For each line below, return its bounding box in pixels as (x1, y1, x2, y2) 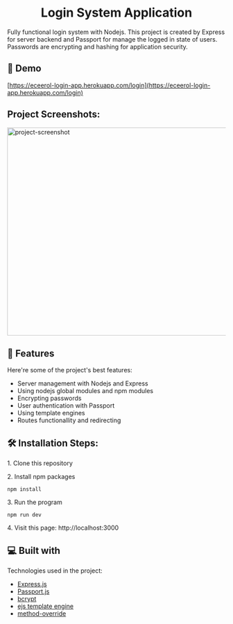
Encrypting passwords (17, 394, 82, 403)
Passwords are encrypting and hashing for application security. (7, 42, 189, 51)
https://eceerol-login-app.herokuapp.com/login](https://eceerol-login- (9, 81, 211, 89)
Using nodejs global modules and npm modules (17, 387, 154, 395)
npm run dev (7, 512, 42, 519)
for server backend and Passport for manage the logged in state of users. (7, 35, 218, 43)
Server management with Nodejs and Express (17, 379, 148, 388)
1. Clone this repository (7, 459, 73, 467)
